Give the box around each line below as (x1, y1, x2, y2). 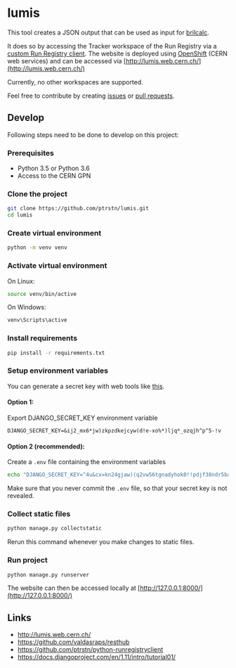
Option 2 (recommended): (7, 442, 86, 451)
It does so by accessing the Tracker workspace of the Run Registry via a (7, 41, 217, 50)
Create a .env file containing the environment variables (7, 458, 166, 466)
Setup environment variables (7, 366, 109, 375)
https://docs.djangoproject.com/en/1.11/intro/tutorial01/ (17, 653, 176, 662)
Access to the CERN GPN (17, 172, 91, 180)
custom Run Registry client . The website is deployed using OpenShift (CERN (7, 49, 228, 58)
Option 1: (7, 398, 34, 406)
